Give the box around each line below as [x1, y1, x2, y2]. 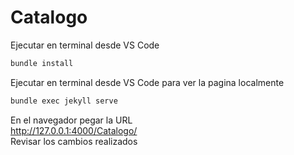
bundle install [10, 58, 74, 68]
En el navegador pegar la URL [10, 114, 133, 126]
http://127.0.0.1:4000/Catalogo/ [10, 124, 138, 136]
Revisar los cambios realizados [10, 135, 138, 147]
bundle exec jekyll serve [10, 96, 118, 106]
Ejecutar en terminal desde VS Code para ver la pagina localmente [10, 76, 285, 88]
